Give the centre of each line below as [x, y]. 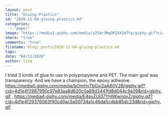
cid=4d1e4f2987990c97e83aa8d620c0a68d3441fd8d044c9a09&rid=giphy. [83, 91]
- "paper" [20, 28]
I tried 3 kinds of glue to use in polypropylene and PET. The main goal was [82, 75]
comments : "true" [23, 42]
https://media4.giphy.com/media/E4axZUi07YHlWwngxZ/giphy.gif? [83, 96]
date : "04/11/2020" [25, 56]
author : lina [19, 61]
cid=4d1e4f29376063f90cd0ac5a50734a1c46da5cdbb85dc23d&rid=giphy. [83, 102]
